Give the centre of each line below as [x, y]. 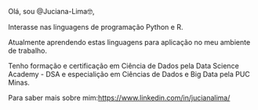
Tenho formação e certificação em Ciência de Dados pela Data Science [124, 66]
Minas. [19, 82]
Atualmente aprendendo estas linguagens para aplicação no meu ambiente [129, 42]
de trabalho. [28, 51]
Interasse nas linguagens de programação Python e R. [96, 27]
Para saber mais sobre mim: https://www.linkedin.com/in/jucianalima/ [119, 98]
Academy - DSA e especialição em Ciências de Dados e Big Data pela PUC [129, 74]
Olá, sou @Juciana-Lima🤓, [51, 11]
